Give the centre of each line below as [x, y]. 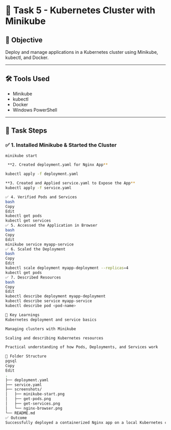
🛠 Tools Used [27, 79]
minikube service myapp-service [39, 244]
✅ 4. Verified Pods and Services [41, 197]
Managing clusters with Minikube [41, 329]
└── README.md [20, 413]
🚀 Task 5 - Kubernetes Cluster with [80, 10]
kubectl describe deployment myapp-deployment [55, 296]
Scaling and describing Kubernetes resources [54, 338]
